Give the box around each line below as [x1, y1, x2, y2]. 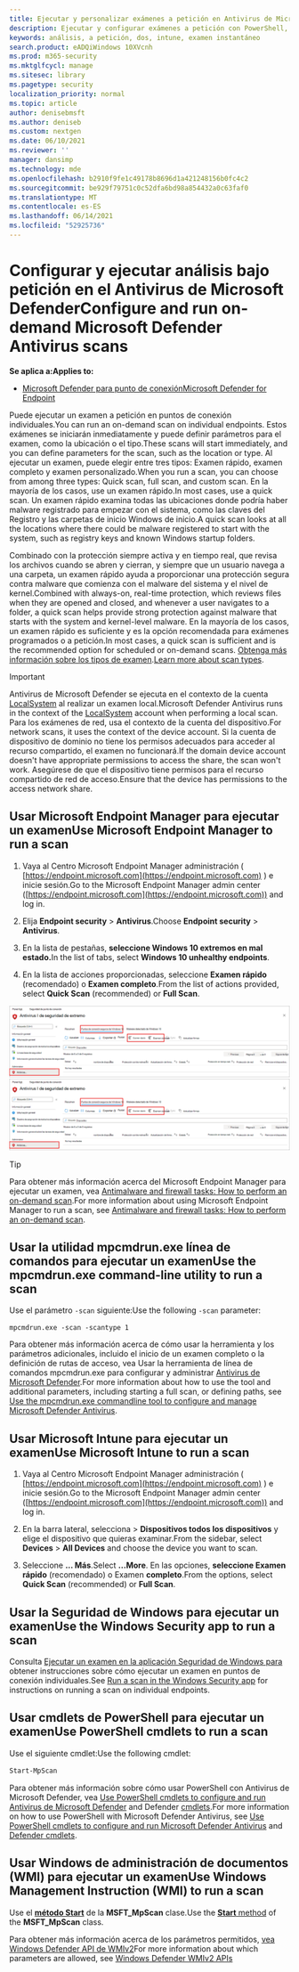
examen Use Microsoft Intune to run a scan [9, 1445, 250, 1460]
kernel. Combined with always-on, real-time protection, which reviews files [9, 588, 282, 599]
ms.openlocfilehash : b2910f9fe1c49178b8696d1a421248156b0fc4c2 [9, 174, 249, 183]
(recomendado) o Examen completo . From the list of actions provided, [21, 978, 279, 989]
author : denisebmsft [9, 108, 86, 118]
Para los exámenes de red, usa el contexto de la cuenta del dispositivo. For [9, 717, 282, 728]
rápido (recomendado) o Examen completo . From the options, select [21, 1569, 273, 1580]
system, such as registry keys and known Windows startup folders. [9, 533, 255, 543]
